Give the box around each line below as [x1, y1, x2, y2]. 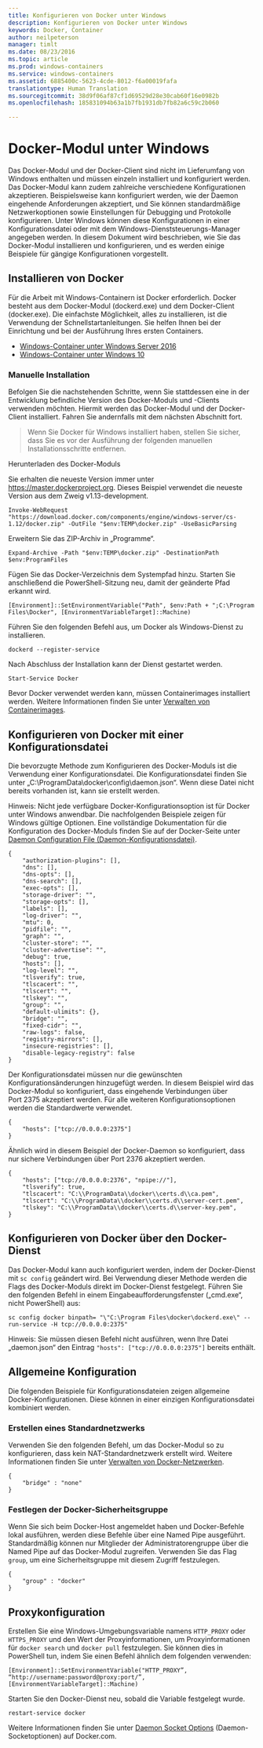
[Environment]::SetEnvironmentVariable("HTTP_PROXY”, [8, 1666, 188, 1675]
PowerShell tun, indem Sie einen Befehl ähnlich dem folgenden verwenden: [8, 1651, 251, 1661]
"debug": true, [22, 953, 72, 960]
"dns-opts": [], [22, 870, 76, 878]
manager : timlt [8, 41, 58, 49]
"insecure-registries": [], [22, 1042, 114, 1050]
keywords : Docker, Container [8, 26, 104, 34]
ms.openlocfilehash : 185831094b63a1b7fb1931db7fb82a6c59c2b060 [8, 99, 220, 107]
